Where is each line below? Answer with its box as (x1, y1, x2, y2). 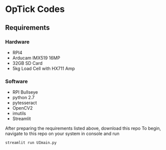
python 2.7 (12, 95, 35, 101)
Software (5, 78, 28, 85)
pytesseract (12, 100, 37, 106)
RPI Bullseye (12, 89, 38, 95)
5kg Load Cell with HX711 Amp (12, 65, 75, 71)
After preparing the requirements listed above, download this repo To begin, (5, 126, 161, 132)
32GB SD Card (12, 60, 43, 66)
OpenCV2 (12, 105, 33, 111)
